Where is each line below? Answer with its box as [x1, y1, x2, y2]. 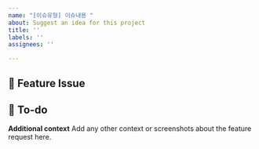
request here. [8, 133, 52, 142]
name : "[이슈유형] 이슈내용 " [8, 11, 94, 20]
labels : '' [8, 33, 44, 42]
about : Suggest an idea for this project [8, 19, 146, 27]
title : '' [8, 26, 41, 34]
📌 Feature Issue [8, 76, 86, 90]
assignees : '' [8, 41, 55, 49]
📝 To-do [8, 103, 48, 116]
